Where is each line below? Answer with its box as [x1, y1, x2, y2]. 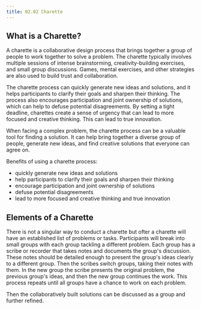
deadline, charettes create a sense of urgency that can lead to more [6, 109, 174, 117]
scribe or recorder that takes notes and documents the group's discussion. [6, 247, 191, 255]
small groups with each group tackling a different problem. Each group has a [6, 241, 196, 249]
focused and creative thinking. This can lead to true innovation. [6, 116, 163, 123]
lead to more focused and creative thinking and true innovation [14, 195, 171, 202]
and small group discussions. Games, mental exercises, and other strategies [6, 66, 195, 73]
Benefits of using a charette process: [6, 158, 98, 165]
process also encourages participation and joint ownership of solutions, [6, 96, 184, 104]
